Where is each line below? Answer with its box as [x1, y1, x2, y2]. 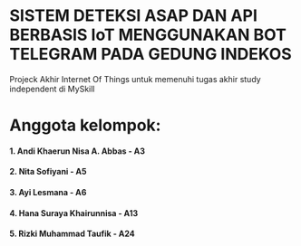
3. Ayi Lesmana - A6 [9, 186, 87, 197]
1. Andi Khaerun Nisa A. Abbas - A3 [9, 146, 146, 156]
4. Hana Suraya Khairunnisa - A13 [9, 207, 139, 218]
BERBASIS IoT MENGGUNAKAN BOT [9, 24, 287, 45]
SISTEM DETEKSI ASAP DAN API [9, 5, 258, 26]
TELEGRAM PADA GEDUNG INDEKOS [9, 44, 292, 64]
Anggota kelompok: [9, 115, 161, 136]
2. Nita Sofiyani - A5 [9, 166, 87, 177]
